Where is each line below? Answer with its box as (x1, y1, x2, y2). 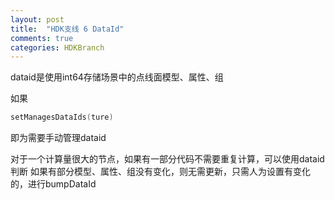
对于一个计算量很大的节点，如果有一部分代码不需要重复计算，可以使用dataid (10, 153, 325, 165)
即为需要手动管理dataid (10, 132, 107, 144)
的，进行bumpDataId (10, 178, 97, 190)
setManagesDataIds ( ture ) (10, 112, 114, 123)
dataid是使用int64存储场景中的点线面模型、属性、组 (10, 71, 224, 83)
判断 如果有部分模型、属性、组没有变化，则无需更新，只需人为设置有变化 (10, 166, 311, 178)
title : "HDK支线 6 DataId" (10, 24, 125, 34)
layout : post (10, 14, 65, 25)
